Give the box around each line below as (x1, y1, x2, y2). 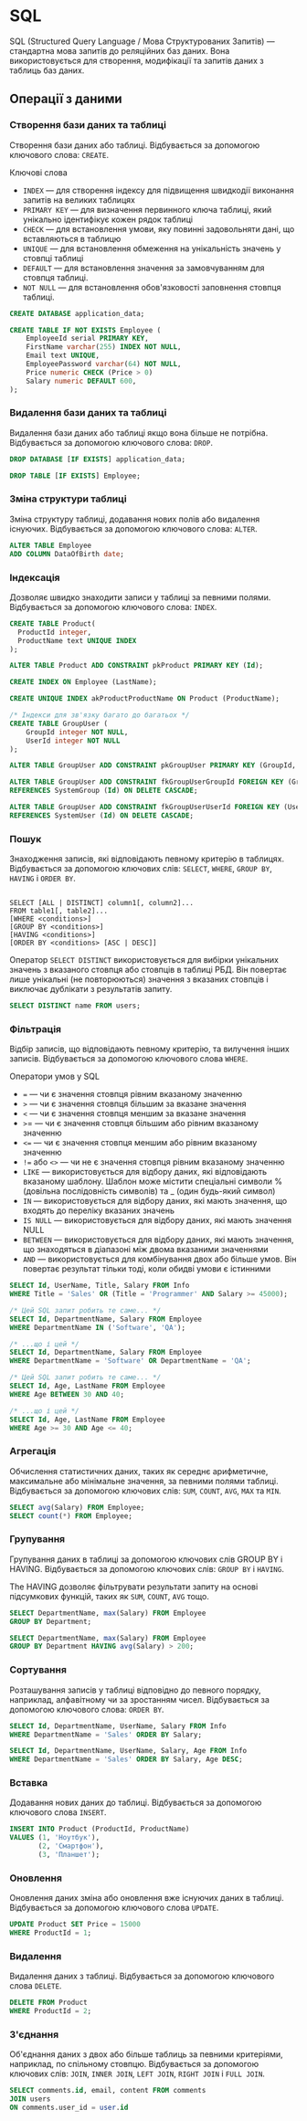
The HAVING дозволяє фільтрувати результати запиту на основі (9, 1581, 259, 1592)
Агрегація (9, 1445, 57, 1458)
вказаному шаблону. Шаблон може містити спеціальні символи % (22, 1176, 283, 1187)
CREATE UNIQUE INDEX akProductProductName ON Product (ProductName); (9, 694, 281, 703)
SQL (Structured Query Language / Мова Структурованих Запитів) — (9, 36, 276, 47)
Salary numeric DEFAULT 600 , (26, 376, 137, 385)
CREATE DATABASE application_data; (9, 309, 145, 318)
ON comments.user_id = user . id (9, 2103, 129, 2113)
